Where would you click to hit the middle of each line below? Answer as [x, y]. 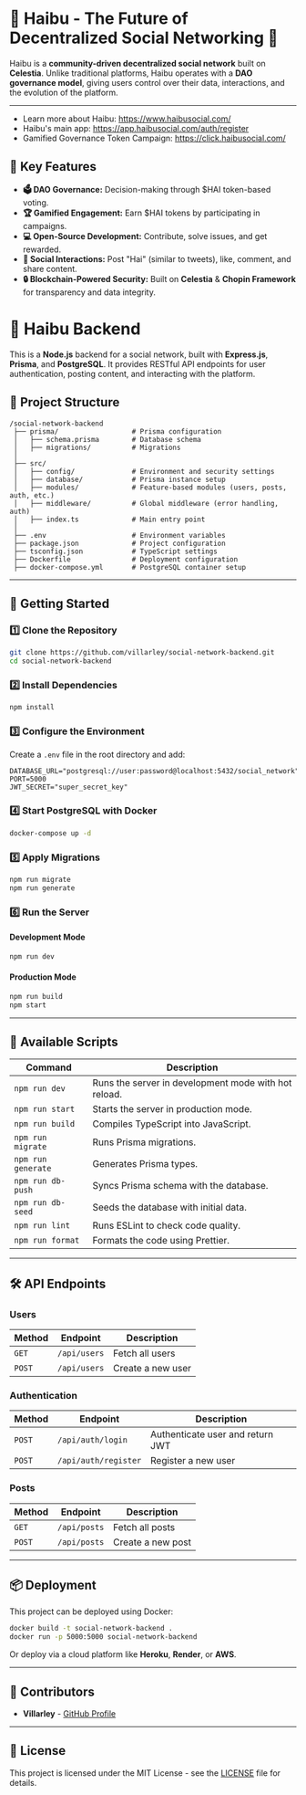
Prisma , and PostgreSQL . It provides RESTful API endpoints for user [138, 363]
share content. [50, 268]
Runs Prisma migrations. [144, 1142]
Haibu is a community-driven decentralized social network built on [138, 63]
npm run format [47, 1240]
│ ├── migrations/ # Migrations [97, 447]
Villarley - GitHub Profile [69, 1714]
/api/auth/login [92, 1440]
